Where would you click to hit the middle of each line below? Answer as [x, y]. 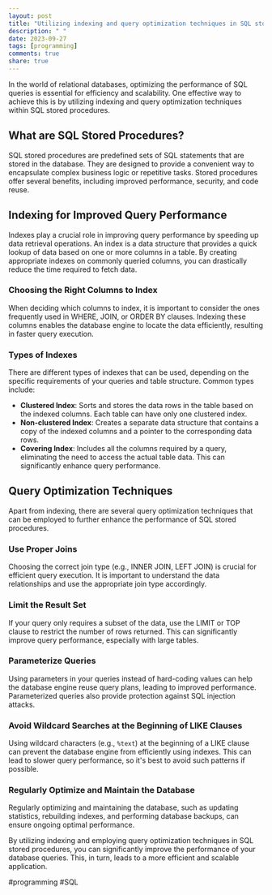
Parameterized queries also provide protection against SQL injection [122, 695]
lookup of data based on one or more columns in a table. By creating [123, 252]
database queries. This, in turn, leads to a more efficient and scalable [124, 858]
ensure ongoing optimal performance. [72, 825]
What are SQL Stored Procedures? [96, 136]
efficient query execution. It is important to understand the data [114, 575]
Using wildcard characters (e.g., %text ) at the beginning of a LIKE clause [129, 743]
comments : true [34, 54]
